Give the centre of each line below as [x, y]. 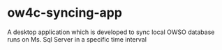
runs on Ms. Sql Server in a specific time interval [77, 39]
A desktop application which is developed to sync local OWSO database [111, 32]
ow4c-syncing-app [65, 13]
